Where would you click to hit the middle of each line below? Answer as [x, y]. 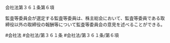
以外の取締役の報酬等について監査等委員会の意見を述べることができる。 [90, 25]
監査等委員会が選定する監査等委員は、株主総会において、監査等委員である [83, 18]
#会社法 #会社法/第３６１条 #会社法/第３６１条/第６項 [62, 35]
